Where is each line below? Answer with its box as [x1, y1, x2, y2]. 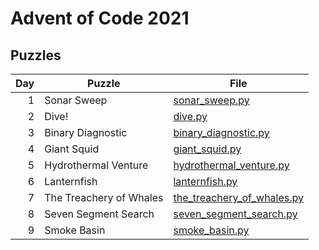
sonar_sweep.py [173, 93, 250, 107]
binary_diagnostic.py [173, 126, 270, 139]
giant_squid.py [173, 142, 242, 156]
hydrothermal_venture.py [173, 158, 290, 172]
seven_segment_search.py [173, 207, 298, 221]
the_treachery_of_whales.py [173, 191, 304, 204]
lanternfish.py [173, 175, 238, 188]
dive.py [173, 110, 208, 123]
